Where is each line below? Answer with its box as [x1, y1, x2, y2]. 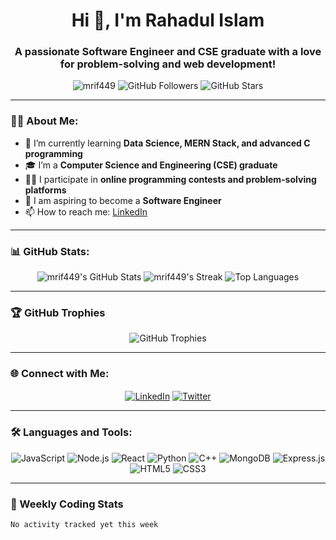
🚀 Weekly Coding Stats [10, 497, 124, 511]
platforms [24, 184, 67, 196]
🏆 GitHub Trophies [10, 306, 106, 319]
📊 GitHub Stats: [10, 244, 90, 258]
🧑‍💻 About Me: [10, 114, 79, 128]
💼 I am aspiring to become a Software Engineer [24, 194, 222, 206]
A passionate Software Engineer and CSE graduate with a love [14, 45, 322, 59]
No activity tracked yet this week [10, 519, 159, 529]
